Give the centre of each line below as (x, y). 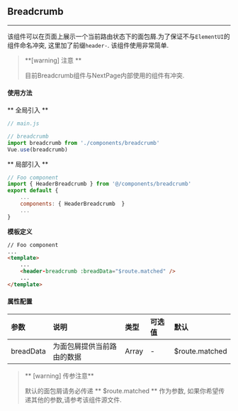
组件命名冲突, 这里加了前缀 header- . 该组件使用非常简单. (88, 45)
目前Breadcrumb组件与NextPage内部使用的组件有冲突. (104, 75)
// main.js (23, 124)
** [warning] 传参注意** (59, 376)
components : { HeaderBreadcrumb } (73, 204)
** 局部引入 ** (28, 164)
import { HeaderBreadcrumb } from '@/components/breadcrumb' (100, 184)
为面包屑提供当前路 (85, 346)
